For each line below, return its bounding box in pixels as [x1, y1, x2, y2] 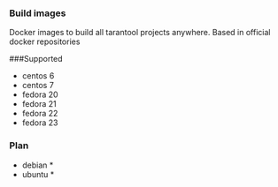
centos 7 [21, 80, 55, 91]
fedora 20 [21, 89, 59, 100]
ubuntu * [21, 168, 55, 179]
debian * [21, 160, 54, 170]
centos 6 [21, 71, 55, 81]
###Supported [9, 54, 64, 64]
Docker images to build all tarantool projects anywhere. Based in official [9, 27, 271, 38]
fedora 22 [21, 108, 58, 119]
